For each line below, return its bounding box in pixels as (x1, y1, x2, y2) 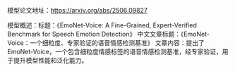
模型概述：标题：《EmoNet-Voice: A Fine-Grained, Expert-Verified (7, 21, 198, 30)
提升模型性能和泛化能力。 (13, 56, 88, 65)
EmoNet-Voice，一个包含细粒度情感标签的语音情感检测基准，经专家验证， (7, 48, 222, 56)
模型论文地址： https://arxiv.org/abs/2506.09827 (7, 6, 148, 14)
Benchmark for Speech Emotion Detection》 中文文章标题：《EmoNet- (7, 30, 210, 38)
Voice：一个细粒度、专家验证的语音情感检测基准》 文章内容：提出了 (7, 39, 205, 47)
